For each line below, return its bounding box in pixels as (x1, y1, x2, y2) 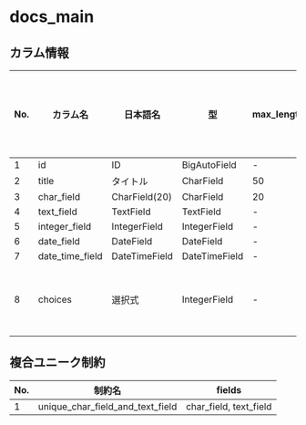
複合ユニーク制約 (9, 355, 106, 370)
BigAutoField (181, 159, 237, 171)
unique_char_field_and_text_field (37, 399, 178, 412)
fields (216, 383, 242, 396)
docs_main (9, 6, 95, 27)
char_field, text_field (185, 399, 272, 412)
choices (37, 294, 73, 306)
